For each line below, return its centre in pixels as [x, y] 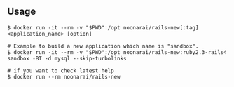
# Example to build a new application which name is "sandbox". [103, 46]
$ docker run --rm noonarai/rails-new [64, 76]
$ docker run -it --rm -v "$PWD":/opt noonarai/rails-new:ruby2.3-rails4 [117, 52]
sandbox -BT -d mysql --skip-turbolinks [67, 58]
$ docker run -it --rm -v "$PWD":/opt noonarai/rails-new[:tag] [103, 27]
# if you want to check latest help [61, 71]
